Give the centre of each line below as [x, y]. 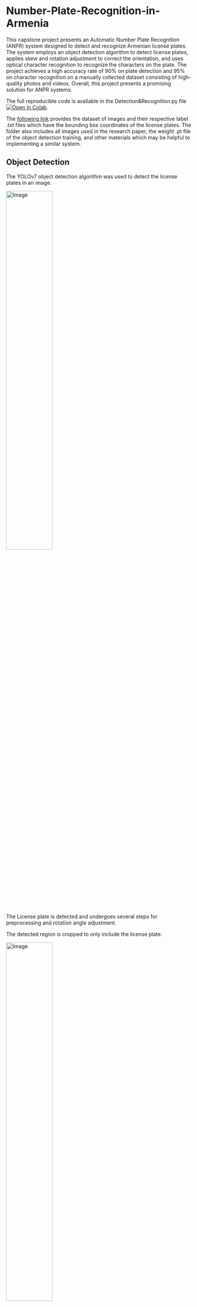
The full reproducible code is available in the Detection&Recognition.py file [96, 101]
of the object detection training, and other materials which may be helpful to [98, 137]
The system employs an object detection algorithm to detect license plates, [97, 52]
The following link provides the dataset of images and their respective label [97, 118]
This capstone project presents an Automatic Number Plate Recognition [93, 39]
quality [14, 83]
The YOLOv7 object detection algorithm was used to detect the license [92, 176]
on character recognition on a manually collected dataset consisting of [92, 77]
